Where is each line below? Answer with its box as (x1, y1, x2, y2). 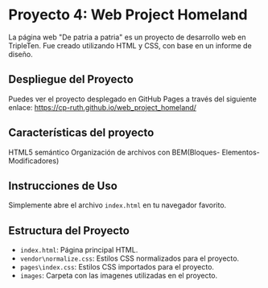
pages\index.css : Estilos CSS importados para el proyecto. (19, 262, 215, 272)
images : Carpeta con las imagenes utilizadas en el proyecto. (19, 271, 218, 281)
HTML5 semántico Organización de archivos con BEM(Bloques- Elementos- (8, 147, 260, 157)
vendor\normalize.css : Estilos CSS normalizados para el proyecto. (19, 253, 240, 263)
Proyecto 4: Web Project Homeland (8, 6, 248, 24)
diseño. (8, 49, 34, 59)
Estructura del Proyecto (8, 224, 130, 237)
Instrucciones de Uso (8, 179, 118, 192)
